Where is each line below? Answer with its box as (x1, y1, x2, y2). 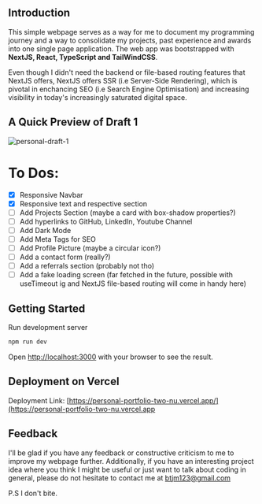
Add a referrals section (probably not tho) (19, 261, 155, 271)
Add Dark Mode (19, 225, 72, 235)
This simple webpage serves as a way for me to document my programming (8, 27, 255, 36)
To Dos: (8, 164, 59, 182)
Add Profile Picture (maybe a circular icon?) (19, 243, 161, 253)
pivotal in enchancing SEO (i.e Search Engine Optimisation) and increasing (8, 84, 249, 94)
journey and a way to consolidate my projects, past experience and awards (8, 35, 252, 45)
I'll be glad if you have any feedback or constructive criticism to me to (8, 448, 234, 458)
